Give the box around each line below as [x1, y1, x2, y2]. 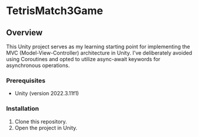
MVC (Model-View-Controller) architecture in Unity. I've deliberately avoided [6, 49, 193, 56]
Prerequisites [6, 76, 46, 85]
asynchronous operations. [6, 62, 70, 69]
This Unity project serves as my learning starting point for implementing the [6, 43, 190, 50]
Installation [6, 105, 40, 113]
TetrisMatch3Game [6, 4, 103, 18]
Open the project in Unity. [14, 124, 78, 131]
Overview [6, 28, 43, 38]
